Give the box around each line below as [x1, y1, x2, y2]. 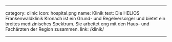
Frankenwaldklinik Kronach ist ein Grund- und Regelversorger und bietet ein [5, 16, 165, 21]
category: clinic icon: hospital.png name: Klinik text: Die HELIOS [5, 10, 140, 16]
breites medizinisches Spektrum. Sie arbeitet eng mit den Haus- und [5, 21, 149, 27]
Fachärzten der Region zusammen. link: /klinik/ [5, 26, 104, 32]
